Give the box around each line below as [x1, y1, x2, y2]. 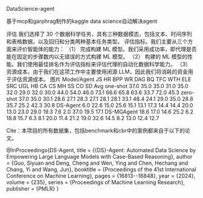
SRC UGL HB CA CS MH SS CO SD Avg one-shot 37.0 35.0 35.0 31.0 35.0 [6, 83, 188, 89]
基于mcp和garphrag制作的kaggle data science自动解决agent [6, 18, 158, 25]
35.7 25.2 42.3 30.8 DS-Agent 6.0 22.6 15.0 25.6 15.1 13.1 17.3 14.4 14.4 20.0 [6, 102, 193, 109]
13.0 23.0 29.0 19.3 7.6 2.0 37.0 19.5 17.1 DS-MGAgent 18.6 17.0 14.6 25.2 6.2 [6, 108, 193, 115]
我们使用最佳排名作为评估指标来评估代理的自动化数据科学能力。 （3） [16, 60, 192, 68]
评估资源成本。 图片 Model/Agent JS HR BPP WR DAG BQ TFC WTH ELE [11, 75, 192, 83]
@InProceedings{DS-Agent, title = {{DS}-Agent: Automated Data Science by [6, 147, 196, 153]
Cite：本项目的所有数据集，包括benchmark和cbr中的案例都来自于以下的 [6, 127, 185, 134]
